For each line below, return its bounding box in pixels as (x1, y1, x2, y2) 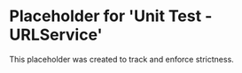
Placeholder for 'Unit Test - (9, 6, 213, 26)
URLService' (9, 25, 104, 45)
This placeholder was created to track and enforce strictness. (9, 54, 235, 64)
